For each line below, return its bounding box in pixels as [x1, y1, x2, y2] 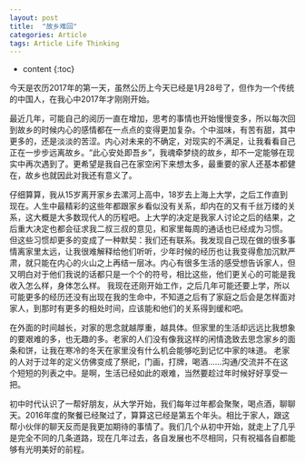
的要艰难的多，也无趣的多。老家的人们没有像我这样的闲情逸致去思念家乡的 [9, 334, 288, 345]
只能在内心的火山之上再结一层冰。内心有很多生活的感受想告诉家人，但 [33, 257, 296, 268]
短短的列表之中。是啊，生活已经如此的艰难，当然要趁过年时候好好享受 [16, 367, 280, 378]
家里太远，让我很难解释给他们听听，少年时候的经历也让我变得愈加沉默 [25, 247, 288, 257]
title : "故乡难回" [9, 22, 78, 31]
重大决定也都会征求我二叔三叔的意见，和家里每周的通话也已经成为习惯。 [16, 224, 288, 235]
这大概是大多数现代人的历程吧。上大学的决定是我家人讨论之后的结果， [25, 212, 288, 223]
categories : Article [9, 30, 88, 39]
